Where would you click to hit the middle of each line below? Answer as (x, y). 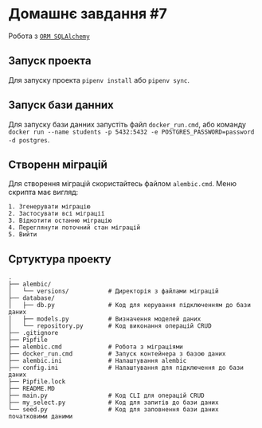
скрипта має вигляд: (43, 193)
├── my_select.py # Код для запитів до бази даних (113, 403)
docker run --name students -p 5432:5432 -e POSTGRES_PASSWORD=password (131, 132)
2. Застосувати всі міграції (57, 214)
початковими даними (41, 417)
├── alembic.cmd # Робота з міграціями (96, 347)
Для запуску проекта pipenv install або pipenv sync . (99, 80)
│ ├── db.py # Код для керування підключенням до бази (129, 305)
